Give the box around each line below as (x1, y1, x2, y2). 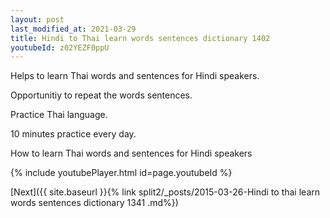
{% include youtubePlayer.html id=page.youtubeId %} (10, 167, 233, 179)
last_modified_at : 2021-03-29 (10, 24, 137, 34)
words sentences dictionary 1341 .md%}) (10, 197, 179, 209)
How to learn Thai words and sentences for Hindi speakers (10, 147, 253, 160)
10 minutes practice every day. (10, 128, 137, 140)
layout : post (10, 14, 65, 25)
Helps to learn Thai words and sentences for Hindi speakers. (10, 70, 260, 82)
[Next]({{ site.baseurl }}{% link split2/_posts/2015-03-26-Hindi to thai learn (10, 186, 320, 198)
